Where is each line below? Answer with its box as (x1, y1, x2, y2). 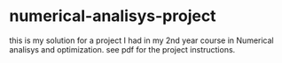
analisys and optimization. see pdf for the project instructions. (9, 44, 236, 54)
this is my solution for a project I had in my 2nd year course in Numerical (9, 35, 274, 45)
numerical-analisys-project (9, 6, 216, 26)
